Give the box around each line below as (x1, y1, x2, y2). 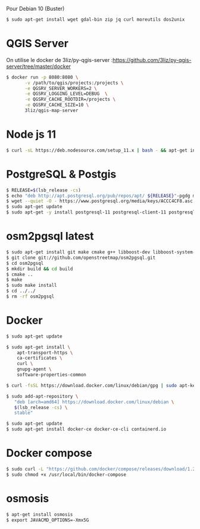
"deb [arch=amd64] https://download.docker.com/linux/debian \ (14, 399, 174, 405)
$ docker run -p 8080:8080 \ (6, 74, 79, 80)
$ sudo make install (6, 283, 58, 289)
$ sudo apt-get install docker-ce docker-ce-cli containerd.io (6, 426, 167, 432)
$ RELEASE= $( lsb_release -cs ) (6, 187, 82, 193)
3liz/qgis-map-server (24, 107, 79, 114)
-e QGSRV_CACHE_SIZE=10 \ (24, 102, 89, 108)
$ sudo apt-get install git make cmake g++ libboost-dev (6, 249, 151, 255)
